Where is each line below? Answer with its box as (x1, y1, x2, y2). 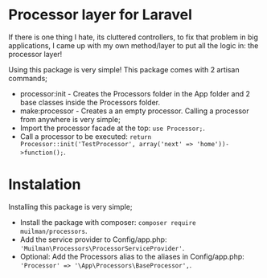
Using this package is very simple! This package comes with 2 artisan (8, 64, 240, 74)
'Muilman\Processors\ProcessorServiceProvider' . (19, 243, 185, 252)
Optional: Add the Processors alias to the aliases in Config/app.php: (19, 251, 245, 261)
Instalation (8, 175, 81, 194)
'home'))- (196, 140, 230, 148)
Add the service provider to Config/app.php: (19, 235, 167, 244)
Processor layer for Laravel (8, 6, 193, 24)
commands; (8, 73, 48, 83)
